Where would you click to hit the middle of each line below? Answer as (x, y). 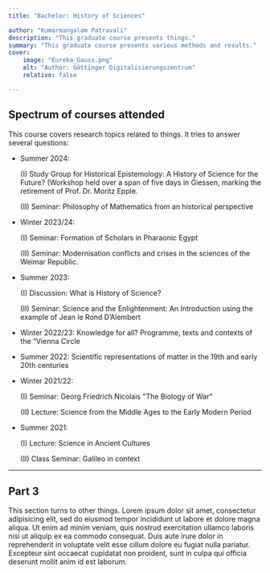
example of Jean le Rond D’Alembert (80, 317)
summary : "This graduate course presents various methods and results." (133, 45)
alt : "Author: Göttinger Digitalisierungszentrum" (109, 68)
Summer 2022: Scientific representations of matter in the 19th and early (139, 356)
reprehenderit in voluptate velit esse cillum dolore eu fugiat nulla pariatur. (129, 545)
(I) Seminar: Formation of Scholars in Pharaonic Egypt (109, 237)
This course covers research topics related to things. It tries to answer (125, 134)
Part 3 (24, 491)
